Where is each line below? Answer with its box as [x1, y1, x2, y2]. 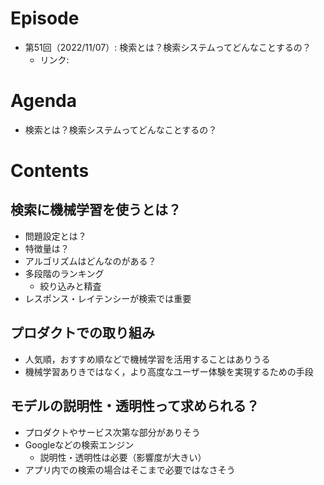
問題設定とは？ [24, 230, 87, 242]
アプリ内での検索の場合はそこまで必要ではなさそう [24, 463, 236, 476]
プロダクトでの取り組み [10, 325, 155, 342]
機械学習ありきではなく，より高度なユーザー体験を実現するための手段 [24, 365, 314, 377]
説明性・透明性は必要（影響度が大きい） [39, 451, 207, 463]
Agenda [10, 90, 77, 112]
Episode [10, 7, 80, 30]
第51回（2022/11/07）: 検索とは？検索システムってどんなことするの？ [24, 41, 312, 53]
